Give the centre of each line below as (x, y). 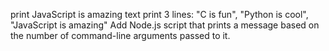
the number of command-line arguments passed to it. (120, 35)
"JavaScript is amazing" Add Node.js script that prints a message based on (165, 25)
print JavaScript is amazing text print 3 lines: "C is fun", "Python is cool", (159, 14)
